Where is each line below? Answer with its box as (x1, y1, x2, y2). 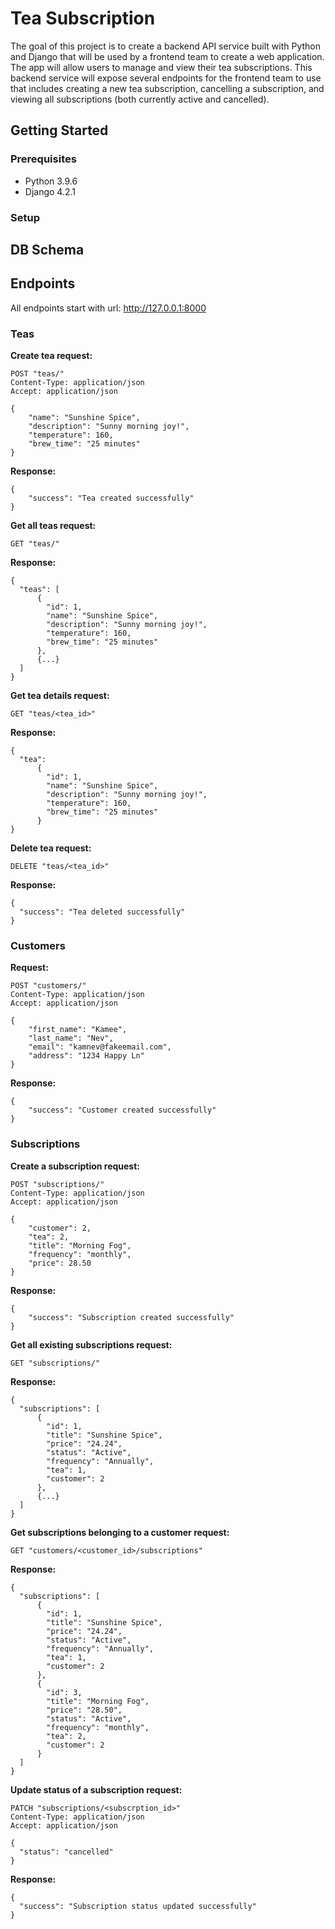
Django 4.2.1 (24, 185, 77, 197)
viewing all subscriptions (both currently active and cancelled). (10, 93, 270, 105)
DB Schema (10, 241, 85, 258)
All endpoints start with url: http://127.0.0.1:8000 (10, 302, 207, 314)
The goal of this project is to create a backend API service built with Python (10, 40, 322, 52)
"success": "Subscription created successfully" (28, 1312, 235, 1322)
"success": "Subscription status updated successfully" (19, 1901, 257, 1911)
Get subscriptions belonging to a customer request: (10, 1526, 230, 1538)
